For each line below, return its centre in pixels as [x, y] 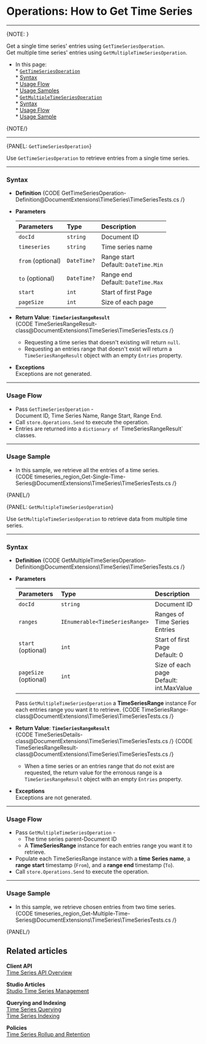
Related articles [37, 951]
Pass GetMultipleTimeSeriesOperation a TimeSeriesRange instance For [106, 703]
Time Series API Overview [39, 972]
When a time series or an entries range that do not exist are [99, 766]
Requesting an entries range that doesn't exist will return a [98, 349]
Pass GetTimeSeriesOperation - [54, 409]
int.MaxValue [174, 688]
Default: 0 [169, 655]
